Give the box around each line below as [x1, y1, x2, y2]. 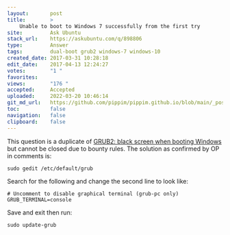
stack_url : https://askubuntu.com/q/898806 [7, 36, 142, 42]
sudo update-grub [7, 221, 57, 228]
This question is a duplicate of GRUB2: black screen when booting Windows [7, 137, 222, 145]
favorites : [7, 73, 38, 81]
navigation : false [7, 112, 66, 119]
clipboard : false [7, 118, 66, 125]
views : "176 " [7, 80, 69, 87]
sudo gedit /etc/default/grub [7, 165, 94, 172]
